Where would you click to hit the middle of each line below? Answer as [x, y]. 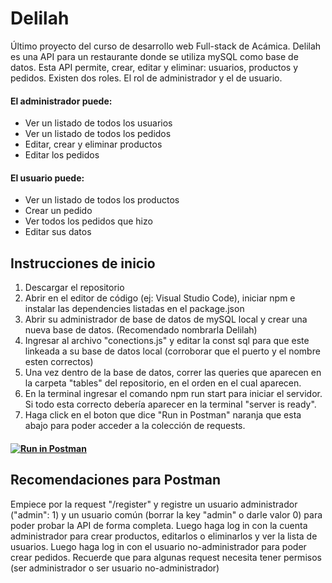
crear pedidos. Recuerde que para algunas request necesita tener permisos [166, 557]
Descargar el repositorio [74, 288]
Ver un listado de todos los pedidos [98, 134]
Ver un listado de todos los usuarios [98, 123]
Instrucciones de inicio [83, 263]
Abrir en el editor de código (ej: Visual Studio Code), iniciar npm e [160, 298]
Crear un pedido [58, 211]
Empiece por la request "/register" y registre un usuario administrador [154, 504]
